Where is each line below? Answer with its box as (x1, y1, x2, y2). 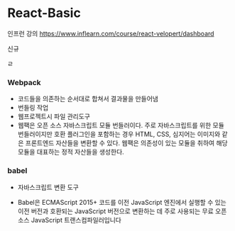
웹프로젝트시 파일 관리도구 (17, 112, 91, 121)
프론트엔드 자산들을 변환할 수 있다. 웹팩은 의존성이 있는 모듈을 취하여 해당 (25, 139, 229, 147)
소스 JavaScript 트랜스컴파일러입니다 (17, 215, 122, 224)
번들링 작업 (17, 103, 49, 112)
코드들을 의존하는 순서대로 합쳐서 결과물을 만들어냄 (17, 94, 158, 103)
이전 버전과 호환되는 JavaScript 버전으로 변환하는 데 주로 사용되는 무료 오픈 (17, 207, 227, 215)
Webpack (7, 77, 41, 87)
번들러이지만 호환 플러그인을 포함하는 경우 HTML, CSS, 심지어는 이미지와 (17, 130, 221, 139)
